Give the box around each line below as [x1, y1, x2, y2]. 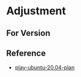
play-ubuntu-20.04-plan [14, 64, 75, 71]
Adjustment [6, 4, 66, 18]
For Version [6, 28, 50, 38]
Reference [6, 48, 46, 58]
